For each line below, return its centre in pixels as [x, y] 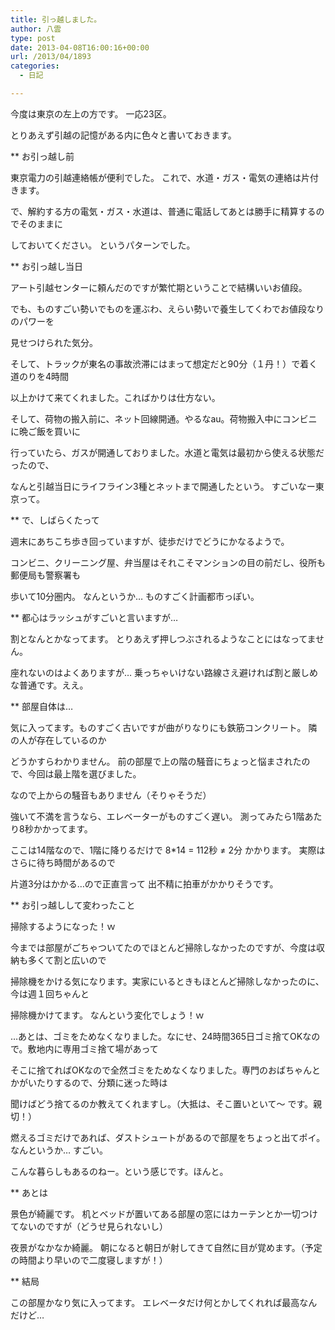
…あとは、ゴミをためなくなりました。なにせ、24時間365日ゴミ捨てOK [156, 1036]
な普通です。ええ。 [49, 685]
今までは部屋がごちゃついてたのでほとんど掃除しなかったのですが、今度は [163, 947]
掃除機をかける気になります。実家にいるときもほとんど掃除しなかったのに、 [167, 981]
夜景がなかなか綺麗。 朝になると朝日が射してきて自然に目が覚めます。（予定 [166, 1247]
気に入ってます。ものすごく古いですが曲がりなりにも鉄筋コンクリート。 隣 [164, 727]
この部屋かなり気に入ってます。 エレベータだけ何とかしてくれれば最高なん [164, 1302]
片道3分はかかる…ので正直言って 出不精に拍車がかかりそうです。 [144, 883]
